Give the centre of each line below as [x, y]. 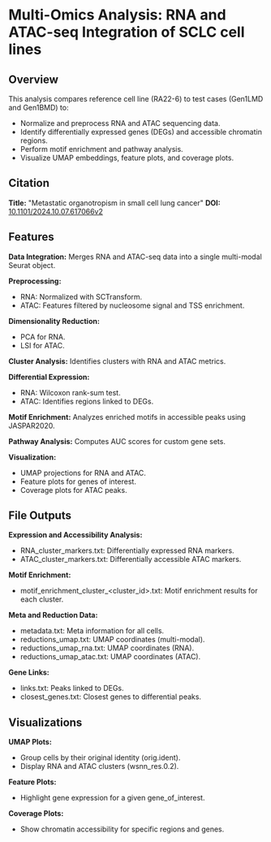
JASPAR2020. [32, 425]
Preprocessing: [35, 281]
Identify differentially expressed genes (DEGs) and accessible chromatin [141, 132]
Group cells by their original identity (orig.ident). [100, 758]
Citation [29, 183]
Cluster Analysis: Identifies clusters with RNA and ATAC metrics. [117, 361]
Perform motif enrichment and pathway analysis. [102, 149]
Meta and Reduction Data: [53, 615]
